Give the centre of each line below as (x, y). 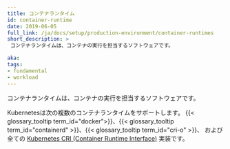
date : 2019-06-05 (32, 26)
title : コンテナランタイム (41, 13)
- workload (23, 77)
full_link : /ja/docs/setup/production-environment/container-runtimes (111, 33)
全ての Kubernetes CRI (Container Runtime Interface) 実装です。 (98, 138)
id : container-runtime (40, 20)
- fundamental (28, 71)
